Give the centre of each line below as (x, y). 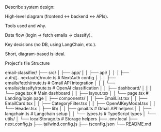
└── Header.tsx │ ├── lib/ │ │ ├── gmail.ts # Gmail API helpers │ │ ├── (78, 109)
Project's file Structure (27, 63)
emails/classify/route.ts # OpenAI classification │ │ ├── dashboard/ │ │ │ (79, 88)
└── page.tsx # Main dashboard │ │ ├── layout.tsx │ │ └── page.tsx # (77, 93)
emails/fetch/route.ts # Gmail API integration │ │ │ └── (60, 83)
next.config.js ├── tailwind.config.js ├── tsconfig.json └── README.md (78, 124)
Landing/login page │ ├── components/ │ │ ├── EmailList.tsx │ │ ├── (76, 98)
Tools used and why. (26, 26)
